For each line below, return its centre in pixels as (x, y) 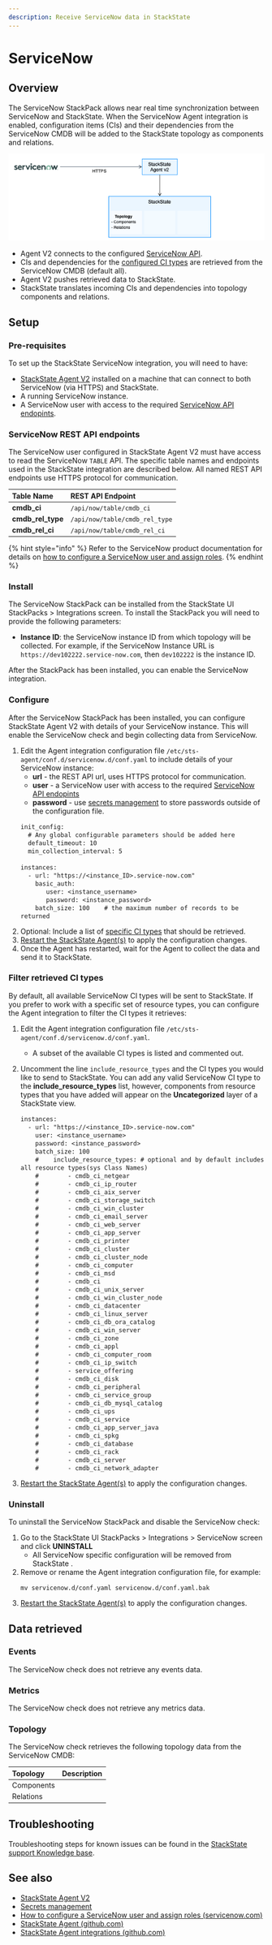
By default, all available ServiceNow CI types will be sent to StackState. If (131, 995)
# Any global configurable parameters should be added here (132, 835)
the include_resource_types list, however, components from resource (138, 1086)
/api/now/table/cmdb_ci (110, 508)
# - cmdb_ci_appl (77, 1346)
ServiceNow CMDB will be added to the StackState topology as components (136, 133)
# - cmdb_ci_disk (77, 1379)
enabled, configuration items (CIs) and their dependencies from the (121, 125)
